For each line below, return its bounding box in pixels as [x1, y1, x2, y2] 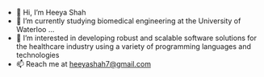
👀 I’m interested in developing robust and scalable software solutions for [15, 33, 257, 43]
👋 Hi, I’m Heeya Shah [15, 8, 86, 17]
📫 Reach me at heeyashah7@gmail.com [15, 59, 152, 68]
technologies [15, 51, 60, 59]
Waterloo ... [15, 25, 55, 34]
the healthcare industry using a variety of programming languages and [15, 42, 252, 51]
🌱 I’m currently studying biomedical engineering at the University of [15, 16, 241, 26]
